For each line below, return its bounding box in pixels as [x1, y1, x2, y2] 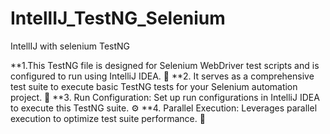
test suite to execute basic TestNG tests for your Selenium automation [10, 80, 298, 92]
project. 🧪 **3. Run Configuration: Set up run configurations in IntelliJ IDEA [10, 91, 320, 103]
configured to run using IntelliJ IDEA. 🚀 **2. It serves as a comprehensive [10, 70, 315, 82]
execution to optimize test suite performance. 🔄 [10, 112, 206, 124]
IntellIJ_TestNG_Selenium [10, 7, 226, 30]
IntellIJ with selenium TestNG [10, 40, 131, 52]
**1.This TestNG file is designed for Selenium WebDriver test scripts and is [10, 59, 320, 71]
